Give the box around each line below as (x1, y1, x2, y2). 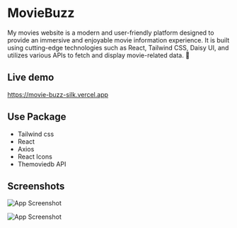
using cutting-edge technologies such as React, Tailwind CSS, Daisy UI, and (7, 43, 229, 52)
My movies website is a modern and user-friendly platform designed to (7, 28, 214, 37)
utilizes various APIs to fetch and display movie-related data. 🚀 (7, 51, 190, 59)
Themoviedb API (17, 159, 67, 168)
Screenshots (7, 180, 65, 192)
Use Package (7, 111, 67, 123)
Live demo (7, 72, 54, 84)
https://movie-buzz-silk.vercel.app (7, 90, 108, 98)
